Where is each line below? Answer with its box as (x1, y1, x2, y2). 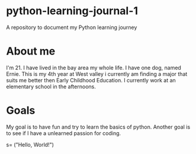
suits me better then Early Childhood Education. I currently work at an (6, 76, 176, 84)
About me (6, 44, 56, 58)
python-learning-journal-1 (6, 4, 138, 18)
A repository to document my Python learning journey (6, 24, 137, 31)
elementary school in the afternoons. (6, 83, 96, 90)
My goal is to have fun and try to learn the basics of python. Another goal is (6, 123, 191, 130)
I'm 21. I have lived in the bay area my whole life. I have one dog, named (6, 64, 182, 71)
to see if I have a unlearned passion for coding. (6, 129, 121, 137)
